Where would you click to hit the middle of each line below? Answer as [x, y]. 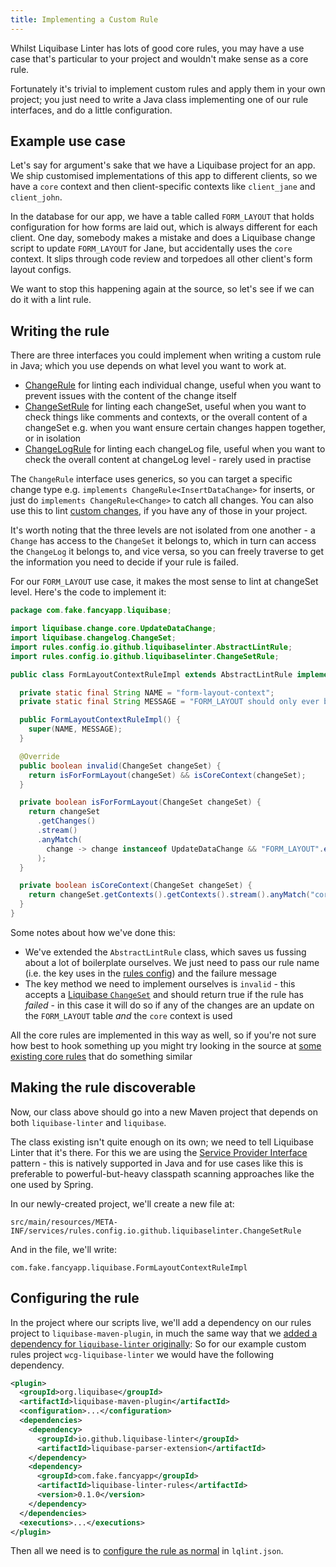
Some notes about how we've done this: [93, 932]
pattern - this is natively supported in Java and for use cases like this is [157, 1163]
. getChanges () [66, 821]
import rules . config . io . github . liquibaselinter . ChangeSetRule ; [145, 656]
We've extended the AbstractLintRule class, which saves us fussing [165, 952]
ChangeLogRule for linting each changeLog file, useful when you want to [175, 449]
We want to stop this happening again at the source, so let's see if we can [162, 289]
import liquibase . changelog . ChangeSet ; [93, 638]
